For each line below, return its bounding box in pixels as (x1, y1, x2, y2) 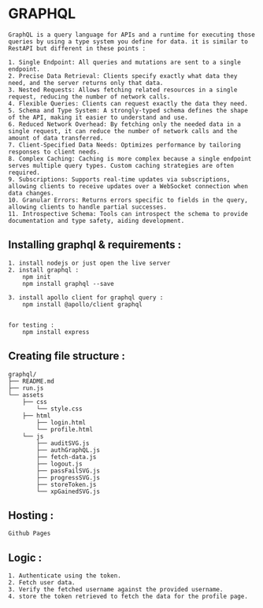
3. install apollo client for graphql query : (8, 293, 164, 302)
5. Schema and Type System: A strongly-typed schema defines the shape (8, 106, 248, 114)
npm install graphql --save (22, 280, 114, 287)
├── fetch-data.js (36, 453, 97, 461)
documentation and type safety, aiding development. (8, 217, 185, 224)
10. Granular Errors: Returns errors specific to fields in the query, (8, 196, 248, 204)
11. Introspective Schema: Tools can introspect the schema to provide (8, 209, 248, 217)
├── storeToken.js (36, 480, 97, 488)
